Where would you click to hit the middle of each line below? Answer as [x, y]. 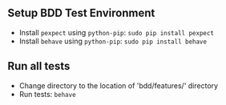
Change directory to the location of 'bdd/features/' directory [118, 85]
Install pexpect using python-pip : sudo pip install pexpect [116, 32]
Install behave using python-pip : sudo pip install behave [113, 41]
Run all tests [39, 66]
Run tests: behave [48, 94]
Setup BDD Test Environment [81, 13]
